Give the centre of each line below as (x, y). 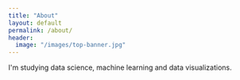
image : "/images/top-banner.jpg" (71, 45)
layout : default (35, 23)
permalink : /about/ (41, 30)
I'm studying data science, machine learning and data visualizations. (120, 67)
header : (21, 38)
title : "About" (33, 15)
